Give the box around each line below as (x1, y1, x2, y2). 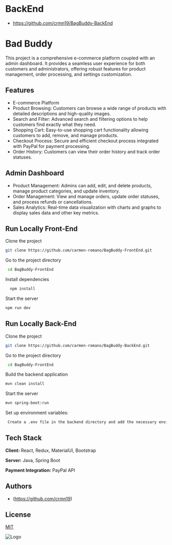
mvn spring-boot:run (5, 400, 50, 406)
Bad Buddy (5, 38, 53, 50)
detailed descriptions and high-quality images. (12, 111, 111, 117)
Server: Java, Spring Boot (5, 457, 60, 463)
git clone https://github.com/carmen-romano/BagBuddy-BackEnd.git (5, 343, 150, 348)
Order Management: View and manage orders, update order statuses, (12, 193, 160, 200)
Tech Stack (5, 433, 42, 443)
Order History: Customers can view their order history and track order (12, 148, 160, 155)
